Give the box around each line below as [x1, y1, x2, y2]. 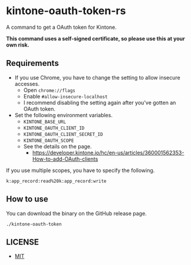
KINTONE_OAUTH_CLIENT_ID [23, 125, 85, 131]
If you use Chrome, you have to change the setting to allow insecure [14, 74, 181, 81]
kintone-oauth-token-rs [6, 4, 126, 18]
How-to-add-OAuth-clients [32, 155, 98, 163]
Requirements [6, 58, 59, 68]
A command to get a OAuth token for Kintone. [6, 24, 117, 31]
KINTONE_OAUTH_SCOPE [23, 137, 74, 144]
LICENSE [6, 237, 39, 247]
